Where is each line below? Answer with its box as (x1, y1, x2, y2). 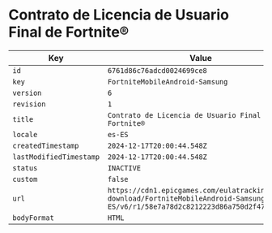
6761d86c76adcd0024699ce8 (107, 66, 208, 75)
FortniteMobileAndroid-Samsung (107, 77, 228, 86)
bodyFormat (12, 213, 54, 222)
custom (12, 175, 38, 183)
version (12, 88, 42, 97)
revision (12, 99, 46, 109)
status (12, 163, 38, 172)
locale (12, 130, 38, 139)
